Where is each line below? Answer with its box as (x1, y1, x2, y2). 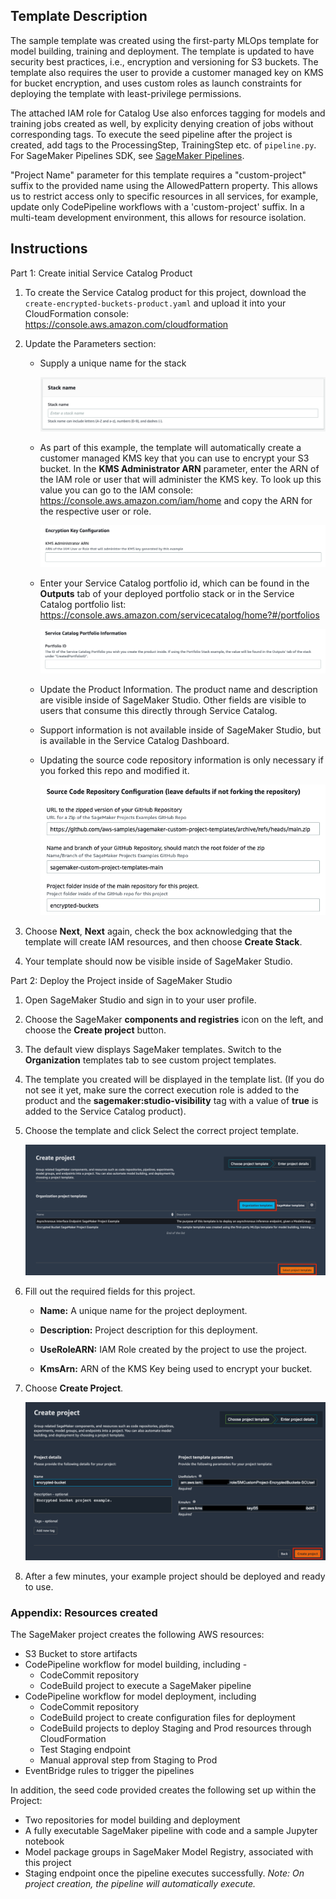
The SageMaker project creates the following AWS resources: (10, 1629, 265, 1641)
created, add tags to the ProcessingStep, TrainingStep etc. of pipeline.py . (10, 139, 317, 151)
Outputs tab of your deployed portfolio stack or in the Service (39, 587, 295, 599)
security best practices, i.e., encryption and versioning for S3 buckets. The (10, 55, 319, 68)
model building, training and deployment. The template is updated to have (10, 45, 315, 57)
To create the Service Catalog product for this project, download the (24, 286, 307, 298)
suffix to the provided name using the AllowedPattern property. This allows (10, 179, 318, 191)
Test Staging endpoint (39, 1744, 132, 1756)
